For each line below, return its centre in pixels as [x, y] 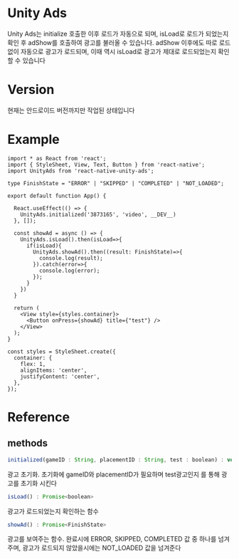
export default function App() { [57, 196]
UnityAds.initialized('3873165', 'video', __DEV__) [98, 214]
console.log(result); [71, 258]
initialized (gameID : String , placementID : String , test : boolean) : [116, 460]
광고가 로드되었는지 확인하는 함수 [53, 511]
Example [33, 140]
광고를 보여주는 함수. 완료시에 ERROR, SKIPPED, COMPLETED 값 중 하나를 [112, 539]
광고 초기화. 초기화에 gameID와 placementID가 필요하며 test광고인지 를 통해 [114, 474]
